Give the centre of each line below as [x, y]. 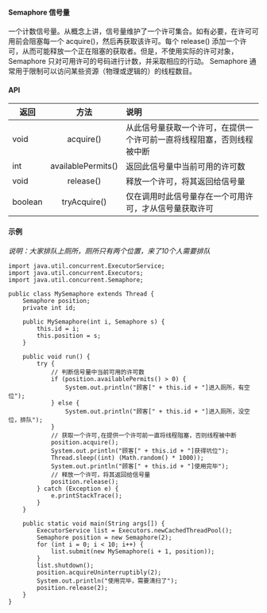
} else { [65, 403]
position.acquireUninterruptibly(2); [99, 572]
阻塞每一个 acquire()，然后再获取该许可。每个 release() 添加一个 [134, 41]
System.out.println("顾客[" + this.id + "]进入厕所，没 [155, 411]
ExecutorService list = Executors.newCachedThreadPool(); [135, 530]
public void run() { [56, 356]
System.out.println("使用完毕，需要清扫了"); [107, 581]
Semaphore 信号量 [39, 12]
